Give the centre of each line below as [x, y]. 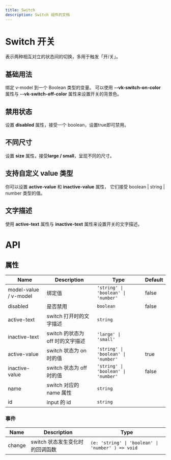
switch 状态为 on [66, 350]
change [17, 445]
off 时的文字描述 [66, 341]
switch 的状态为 [65, 333]
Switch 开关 [30, 42]
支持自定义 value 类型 [39, 173]
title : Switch [20, 10]
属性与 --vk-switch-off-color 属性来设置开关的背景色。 [64, 94]
